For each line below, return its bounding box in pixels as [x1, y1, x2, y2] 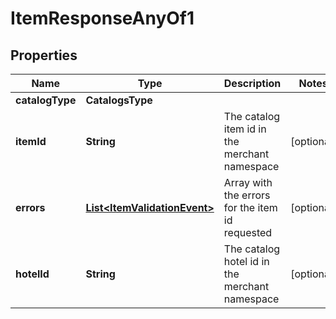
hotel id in [223, 255, 270, 268]
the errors [223, 188, 271, 202]
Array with [223, 176, 273, 189]
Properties [10, 47, 78, 64]
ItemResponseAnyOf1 [10, 7, 195, 30]
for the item [223, 201, 278, 214]
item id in [223, 122, 267, 136]
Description [223, 77, 282, 90]
